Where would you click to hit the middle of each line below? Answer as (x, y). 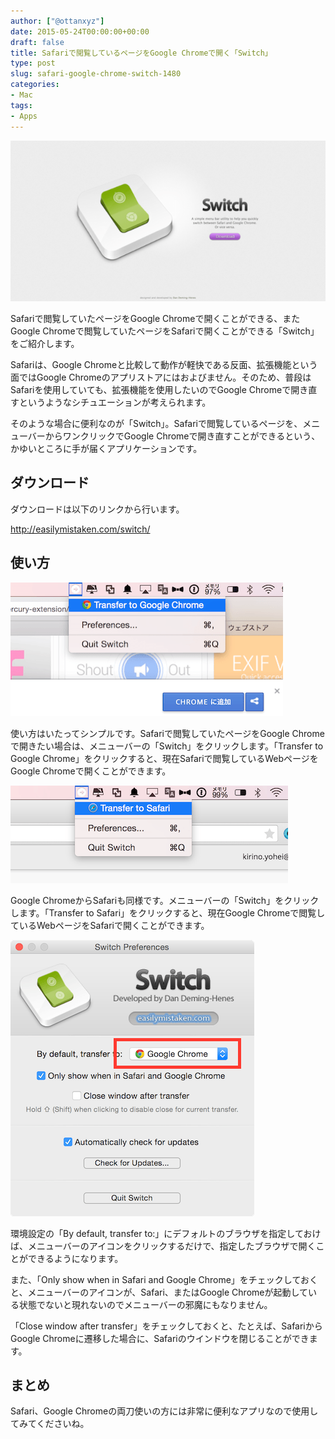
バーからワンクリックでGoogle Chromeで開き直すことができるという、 (174, 436)
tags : (21, 105)
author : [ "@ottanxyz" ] (57, 21)
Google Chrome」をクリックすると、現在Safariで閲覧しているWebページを (164, 758)
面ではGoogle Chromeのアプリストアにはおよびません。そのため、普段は (161, 377)
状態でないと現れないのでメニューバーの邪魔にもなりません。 (145, 1304)
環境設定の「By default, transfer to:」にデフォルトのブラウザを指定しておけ (166, 1233)
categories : (35, 85)
